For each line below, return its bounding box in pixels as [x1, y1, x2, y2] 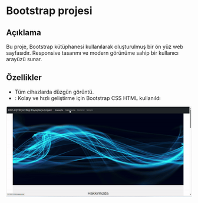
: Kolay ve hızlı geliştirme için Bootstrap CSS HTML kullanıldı [14, 94, 161, 101]
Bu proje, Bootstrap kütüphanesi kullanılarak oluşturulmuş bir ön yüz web [6, 43, 184, 50]
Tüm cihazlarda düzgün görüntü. [14, 88, 94, 95]
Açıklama [6, 28, 41, 38]
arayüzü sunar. [6, 56, 42, 62]
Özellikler [6, 72, 42, 83]
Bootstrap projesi [6, 4, 93, 18]
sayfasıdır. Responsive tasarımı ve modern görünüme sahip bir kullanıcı [6, 49, 179, 56]
